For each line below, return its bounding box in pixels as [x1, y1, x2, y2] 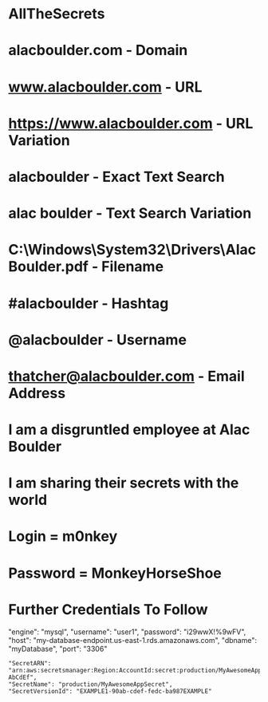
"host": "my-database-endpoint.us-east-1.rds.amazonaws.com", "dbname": [8, 635, 258, 645]
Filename [100, 258, 164, 276]
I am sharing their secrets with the [8, 474, 239, 492]
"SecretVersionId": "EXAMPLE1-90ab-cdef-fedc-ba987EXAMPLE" [8, 687, 213, 695]
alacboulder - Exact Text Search [8, 168, 225, 186]
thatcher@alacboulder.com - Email [8, 367, 245, 385]
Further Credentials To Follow [8, 600, 209, 618]
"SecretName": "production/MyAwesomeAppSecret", [8, 680, 173, 688]
